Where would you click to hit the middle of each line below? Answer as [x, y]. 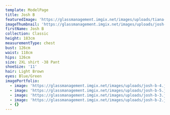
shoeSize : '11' [21, 67]
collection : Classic [27, 34]
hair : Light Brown [25, 72]
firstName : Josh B [25, 29]
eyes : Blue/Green [24, 76]
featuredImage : [21, 19]
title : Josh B [20, 15]
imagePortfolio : [22, 81]
